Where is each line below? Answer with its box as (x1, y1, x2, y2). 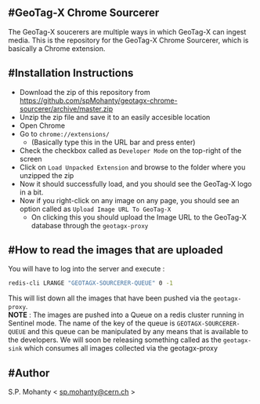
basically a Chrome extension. (8, 43, 106, 53)
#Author (8, 366, 50, 380)
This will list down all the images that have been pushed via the (8, 293, 212, 303)
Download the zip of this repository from (19, 87, 150, 96)
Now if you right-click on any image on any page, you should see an (19, 195, 240, 205)
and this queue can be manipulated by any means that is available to (27, 327, 248, 337)
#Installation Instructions (8, 67, 134, 80)
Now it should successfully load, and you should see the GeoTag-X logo (19, 179, 252, 188)
